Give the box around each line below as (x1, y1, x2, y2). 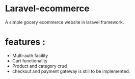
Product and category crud (12, 63, 67, 69)
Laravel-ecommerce (5, 3, 90, 14)
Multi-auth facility (12, 53, 48, 58)
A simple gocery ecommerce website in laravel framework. (5, 19, 124, 25)
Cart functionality (12, 57, 48, 64)
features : (5, 36, 46, 48)
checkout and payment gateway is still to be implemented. (12, 68, 130, 74)
